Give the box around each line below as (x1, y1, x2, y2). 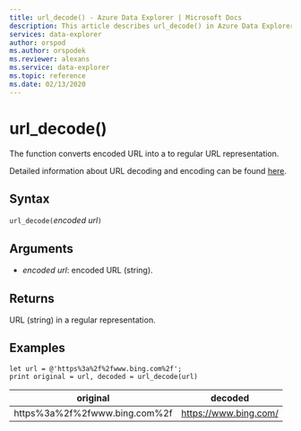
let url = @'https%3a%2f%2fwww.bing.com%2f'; (9, 364, 182, 373)
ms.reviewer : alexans (9, 55, 90, 64)
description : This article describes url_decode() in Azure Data (9, 22, 258, 30)
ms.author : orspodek (9, 47, 87, 56)
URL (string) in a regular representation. (9, 315, 156, 325)
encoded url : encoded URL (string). (21, 265, 154, 276)
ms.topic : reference (9, 72, 87, 81)
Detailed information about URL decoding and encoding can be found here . (9, 165, 288, 176)
